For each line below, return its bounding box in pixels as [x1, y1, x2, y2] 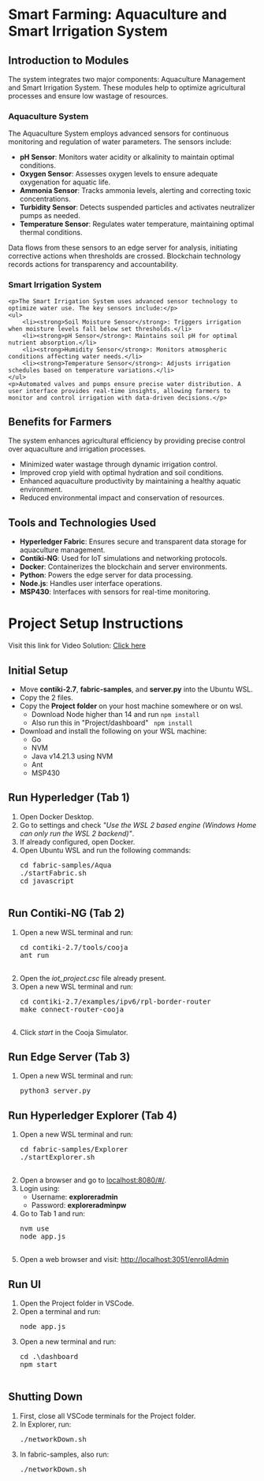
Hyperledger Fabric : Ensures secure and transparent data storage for [19, 537, 247, 547]
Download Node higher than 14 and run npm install [31, 709, 200, 718]
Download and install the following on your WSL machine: [19, 726, 207, 736]
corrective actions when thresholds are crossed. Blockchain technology [8, 251, 241, 261]
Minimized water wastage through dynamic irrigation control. [19, 459, 218, 470]
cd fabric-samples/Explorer [19, 1145, 128, 1154]
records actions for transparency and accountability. [8, 260, 179, 269]
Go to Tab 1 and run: [19, 1209, 85, 1219]
